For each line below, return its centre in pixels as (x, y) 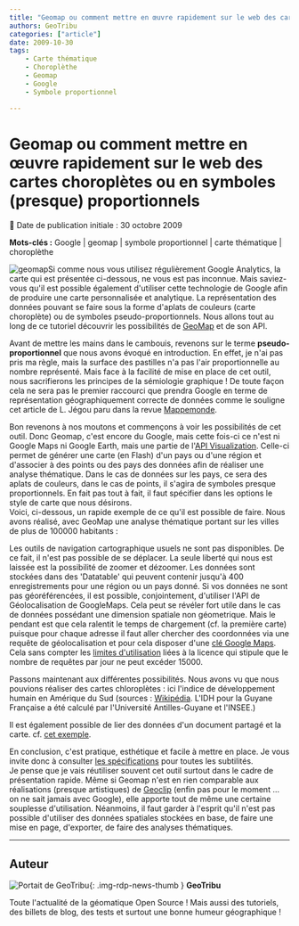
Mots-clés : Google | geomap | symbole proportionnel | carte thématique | (145, 242)
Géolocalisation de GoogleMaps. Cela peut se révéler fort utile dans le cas (145, 605)
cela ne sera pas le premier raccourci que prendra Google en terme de (139, 391)
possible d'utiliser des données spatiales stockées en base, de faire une (141, 818)
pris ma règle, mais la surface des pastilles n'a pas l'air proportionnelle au (145, 363)
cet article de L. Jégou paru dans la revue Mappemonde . (113, 410)
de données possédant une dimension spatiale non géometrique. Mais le (142, 615)
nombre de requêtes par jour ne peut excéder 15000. (106, 662)
